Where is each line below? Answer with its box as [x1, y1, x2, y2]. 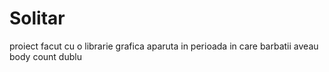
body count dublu [9, 50, 82, 62]
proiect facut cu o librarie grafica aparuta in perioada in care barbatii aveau [9, 40, 319, 52]
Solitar [9, 7, 66, 30]
